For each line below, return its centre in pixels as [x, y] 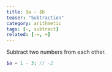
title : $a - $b [26, 12]
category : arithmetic [34, 23]
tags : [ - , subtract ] [33, 29]
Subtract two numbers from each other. [56, 52]
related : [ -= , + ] [28, 35]
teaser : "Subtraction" [35, 18]
